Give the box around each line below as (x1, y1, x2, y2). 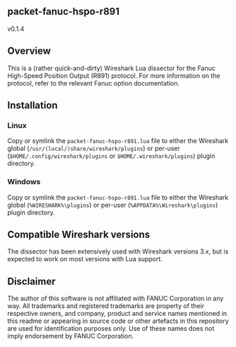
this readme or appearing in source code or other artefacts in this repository (7, 317, 230, 325)
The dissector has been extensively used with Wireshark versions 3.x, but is (7, 247, 229, 256)
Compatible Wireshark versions (7, 229, 151, 240)
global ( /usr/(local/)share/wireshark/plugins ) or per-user (7, 144, 180, 153)
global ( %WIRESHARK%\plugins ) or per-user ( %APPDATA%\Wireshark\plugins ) (7, 200, 218, 209)
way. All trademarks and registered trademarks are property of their (7, 302, 205, 310)
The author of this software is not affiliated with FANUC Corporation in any (7, 294, 224, 303)
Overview (7, 45, 52, 57)
